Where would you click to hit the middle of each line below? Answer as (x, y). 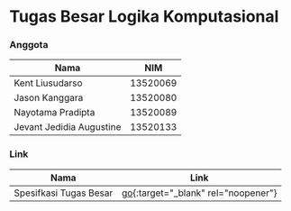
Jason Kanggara (49, 98)
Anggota (29, 45)
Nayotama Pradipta (55, 113)
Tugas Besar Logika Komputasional (144, 17)
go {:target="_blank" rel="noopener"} (199, 193)
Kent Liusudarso (48, 83)
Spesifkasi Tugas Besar (64, 193)
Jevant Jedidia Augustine (68, 127)
